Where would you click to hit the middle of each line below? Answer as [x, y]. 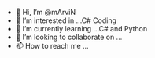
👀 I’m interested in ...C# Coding [66, 20]
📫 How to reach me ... [52, 46]
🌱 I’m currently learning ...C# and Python [81, 29]
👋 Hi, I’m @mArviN [46, 12]
